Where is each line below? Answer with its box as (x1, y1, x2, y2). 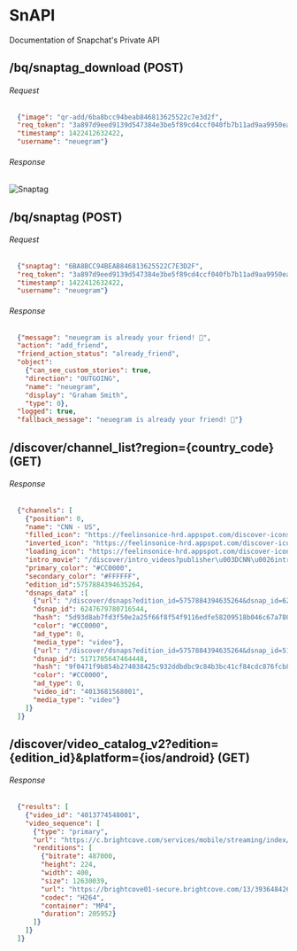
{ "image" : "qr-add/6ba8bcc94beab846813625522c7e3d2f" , (17, 113, 224, 121)
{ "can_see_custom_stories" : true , (25, 366, 152, 375)
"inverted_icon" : (25, 539, 89, 548)
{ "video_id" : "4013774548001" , (25, 810, 141, 820)
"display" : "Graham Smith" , (25, 391, 128, 400)
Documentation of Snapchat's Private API (9, 35, 161, 45)
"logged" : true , (17, 407, 77, 417)
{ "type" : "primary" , (32, 827, 109, 836)
